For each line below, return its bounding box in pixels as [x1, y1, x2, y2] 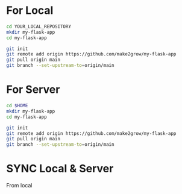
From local [6, 182, 33, 189]
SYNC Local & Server [6, 162, 114, 175]
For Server [6, 83, 60, 96]
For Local [6, 4, 54, 17]
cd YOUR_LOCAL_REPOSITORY [6, 23, 71, 30]
